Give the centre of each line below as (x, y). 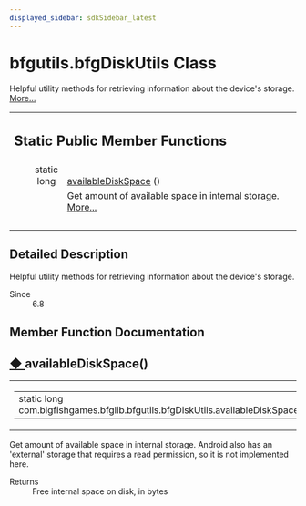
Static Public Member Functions (121, 141)
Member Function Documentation (107, 332)
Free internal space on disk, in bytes (100, 491)
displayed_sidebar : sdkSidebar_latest (83, 18)
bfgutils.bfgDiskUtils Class (113, 62)
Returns (24, 482)
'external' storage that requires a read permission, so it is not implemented (149, 454)
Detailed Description (69, 255)
